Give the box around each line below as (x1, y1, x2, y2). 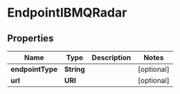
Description (91, 53, 132, 62)
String (64, 64, 85, 74)
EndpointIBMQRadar (7, 5, 127, 21)
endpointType (10, 64, 58, 74)
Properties (7, 32, 54, 44)
